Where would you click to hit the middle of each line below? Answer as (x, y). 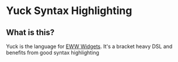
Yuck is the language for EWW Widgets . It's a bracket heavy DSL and (89, 46)
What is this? (30, 32)
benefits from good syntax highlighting (53, 53)
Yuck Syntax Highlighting (69, 11)
